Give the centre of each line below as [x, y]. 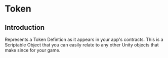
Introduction [25, 27]
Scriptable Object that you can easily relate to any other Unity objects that [82, 45]
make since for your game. [33, 50]
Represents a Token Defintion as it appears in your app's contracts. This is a [84, 39]
